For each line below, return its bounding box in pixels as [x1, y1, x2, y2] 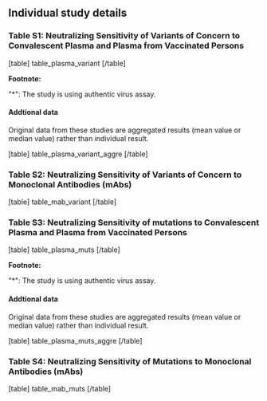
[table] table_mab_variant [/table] [8, 197, 117, 206]
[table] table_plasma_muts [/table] [8, 245, 121, 254]
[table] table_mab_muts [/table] [8, 383, 112, 393]
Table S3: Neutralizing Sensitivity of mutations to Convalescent [8, 217, 260, 228]
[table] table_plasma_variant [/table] [8, 58, 126, 68]
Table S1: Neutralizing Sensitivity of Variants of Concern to [8, 30, 241, 41]
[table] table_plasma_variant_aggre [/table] [8, 149, 149, 159]
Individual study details [8, 6, 128, 20]
